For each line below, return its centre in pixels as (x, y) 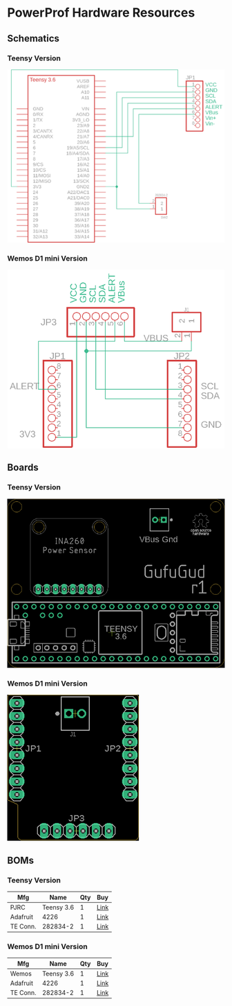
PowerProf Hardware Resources (101, 13)
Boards (23, 468)
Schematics (33, 38)
